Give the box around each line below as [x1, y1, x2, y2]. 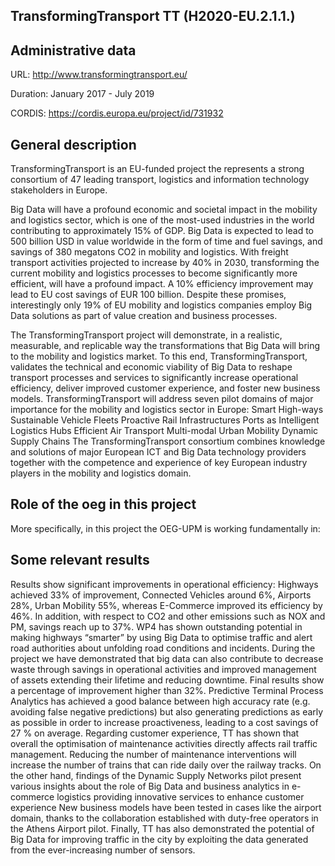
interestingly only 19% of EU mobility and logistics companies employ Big [10, 299, 313, 311]
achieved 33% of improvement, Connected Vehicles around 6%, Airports [10, 589, 312, 601]
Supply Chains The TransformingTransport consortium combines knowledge [10, 435, 326, 448]
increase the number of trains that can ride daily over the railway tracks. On [10, 759, 322, 771]
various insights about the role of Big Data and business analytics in [10, 780, 290, 792]
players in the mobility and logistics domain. [10, 467, 192, 479]
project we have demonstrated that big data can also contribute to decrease [10, 652, 324, 664]
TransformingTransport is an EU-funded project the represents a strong [10, 163, 305, 175]
